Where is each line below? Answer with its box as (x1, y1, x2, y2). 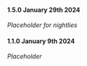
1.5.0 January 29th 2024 (7, 6, 81, 14)
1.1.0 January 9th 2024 (7, 37, 75, 45)
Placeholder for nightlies (7, 21, 78, 29)
